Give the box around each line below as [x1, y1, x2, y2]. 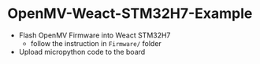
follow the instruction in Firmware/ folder [30, 38, 162, 48]
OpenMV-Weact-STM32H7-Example [7, 5, 253, 23]
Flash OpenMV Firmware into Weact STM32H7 [18, 30, 171, 40]
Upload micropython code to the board [18, 47, 146, 56]
